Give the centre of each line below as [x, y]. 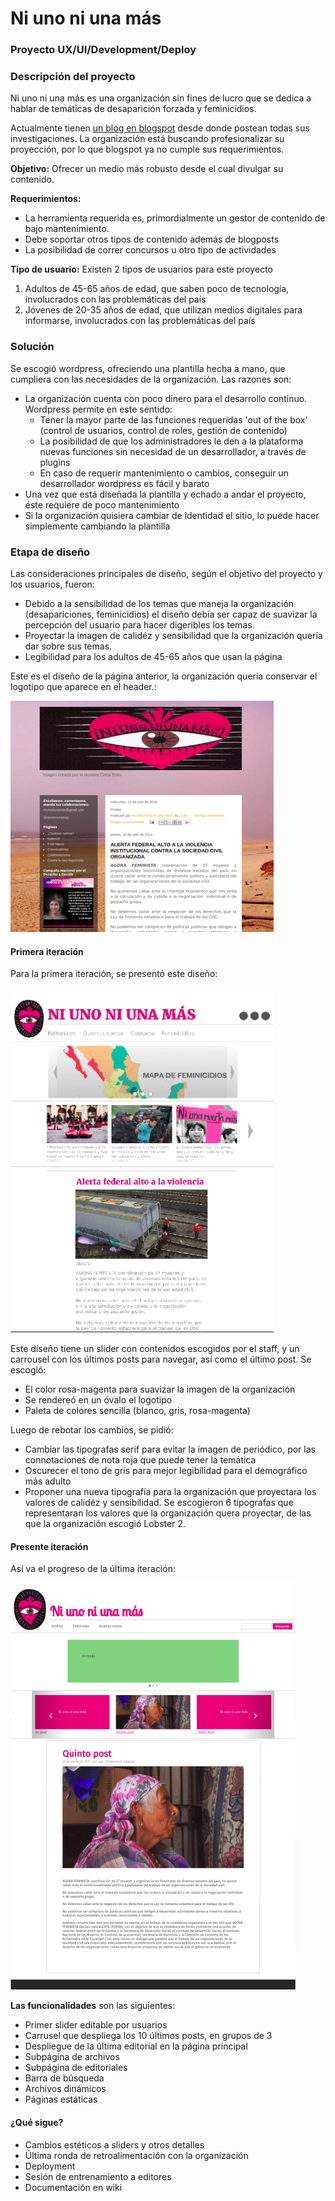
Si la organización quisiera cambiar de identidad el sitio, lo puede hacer [172, 515]
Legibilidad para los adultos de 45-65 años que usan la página [153, 656]
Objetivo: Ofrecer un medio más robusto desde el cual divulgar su [147, 169]
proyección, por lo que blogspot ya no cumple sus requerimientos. [147, 149]
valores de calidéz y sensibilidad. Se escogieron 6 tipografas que [159, 1503]
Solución [32, 347]
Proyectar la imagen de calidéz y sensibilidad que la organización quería [173, 635]
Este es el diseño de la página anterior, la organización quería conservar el [164, 676]
